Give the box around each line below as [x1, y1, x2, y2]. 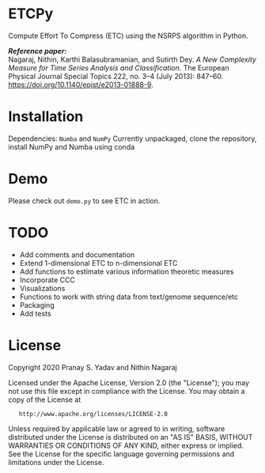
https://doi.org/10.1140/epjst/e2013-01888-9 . [8, 80, 154, 89]
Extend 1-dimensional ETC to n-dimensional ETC [19, 258, 178, 267]
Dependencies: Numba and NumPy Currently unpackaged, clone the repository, [8, 134, 257, 143]
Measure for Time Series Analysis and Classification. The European [8, 62, 229, 72]
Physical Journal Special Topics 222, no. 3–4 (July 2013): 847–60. [8, 71, 224, 81]
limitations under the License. [8, 457, 104, 467]
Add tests [19, 308, 51, 318]
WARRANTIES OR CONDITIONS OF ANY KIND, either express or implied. [8, 441, 244, 450]
